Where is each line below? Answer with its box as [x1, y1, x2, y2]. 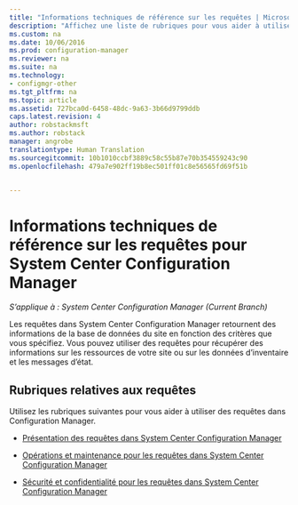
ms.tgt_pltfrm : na [9, 87, 77, 96]
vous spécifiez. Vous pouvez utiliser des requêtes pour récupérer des [9, 338, 263, 349]
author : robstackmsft [9, 121, 90, 130]
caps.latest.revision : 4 [9, 112, 101, 121]
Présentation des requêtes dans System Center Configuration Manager [21, 433, 282, 444]
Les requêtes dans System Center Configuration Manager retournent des [9, 319, 277, 330]
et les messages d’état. [9, 357, 94, 367]
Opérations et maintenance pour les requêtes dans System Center [21, 450, 264, 461]
